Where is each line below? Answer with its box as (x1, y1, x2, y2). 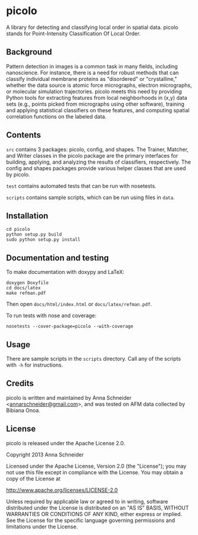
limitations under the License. (6, 523, 78, 530)
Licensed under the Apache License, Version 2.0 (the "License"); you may (6, 462, 187, 469)
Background (6, 47, 52, 57)
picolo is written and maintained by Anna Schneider (6, 394, 132, 401)
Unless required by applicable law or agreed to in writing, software (6, 498, 168, 505)
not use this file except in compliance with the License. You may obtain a (6, 468, 183, 476)
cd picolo (6, 226, 31, 233)
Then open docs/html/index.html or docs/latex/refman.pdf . (6, 301, 152, 308)
